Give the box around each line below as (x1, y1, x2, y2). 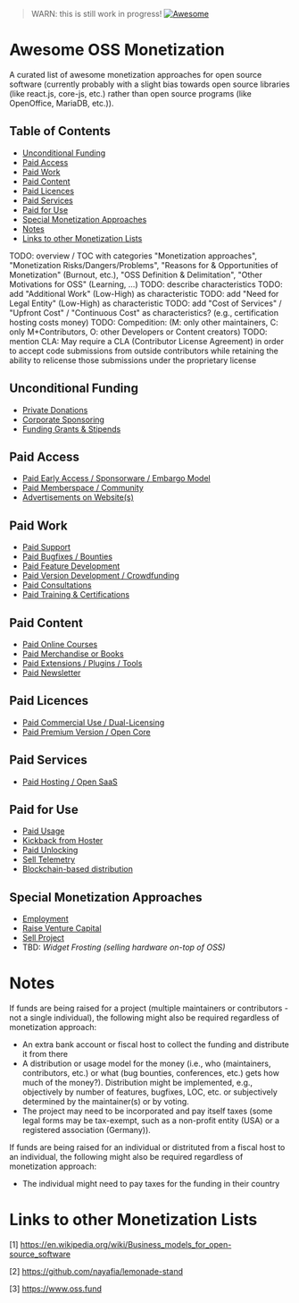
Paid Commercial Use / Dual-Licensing (21, 716, 165, 728)
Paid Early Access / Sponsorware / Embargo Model (21, 473, 212, 484)
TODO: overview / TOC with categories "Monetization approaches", (9, 250, 257, 261)
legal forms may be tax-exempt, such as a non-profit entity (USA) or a (21, 1115, 279, 1126)
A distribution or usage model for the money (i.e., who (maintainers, (21, 1058, 271, 1069)
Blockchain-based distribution (21, 864, 134, 875)
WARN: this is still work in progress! (30, 9, 162, 19)
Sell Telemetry (21, 854, 76, 865)
